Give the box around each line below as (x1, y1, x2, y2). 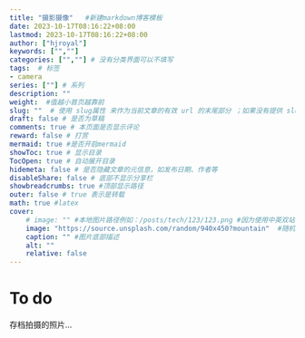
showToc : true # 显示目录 (9, 148, 103, 157)
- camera (9, 72, 43, 82)
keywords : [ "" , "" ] (9, 47, 79, 56)
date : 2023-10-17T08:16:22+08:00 (9, 22, 136, 31)
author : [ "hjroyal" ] (9, 38, 88, 48)
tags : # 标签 (9, 64, 61, 73)
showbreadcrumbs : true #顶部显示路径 (9, 182, 144, 191)
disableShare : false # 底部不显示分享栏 (9, 173, 153, 182)
